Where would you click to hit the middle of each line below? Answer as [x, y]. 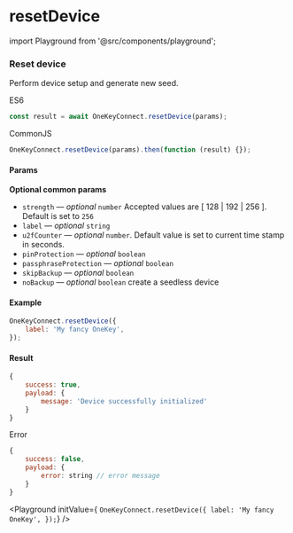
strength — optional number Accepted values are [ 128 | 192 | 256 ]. [144, 207]
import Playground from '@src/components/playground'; [113, 41]
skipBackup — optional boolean [78, 273]
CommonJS [31, 134]
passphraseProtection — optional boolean [98, 263]
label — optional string [66, 226]
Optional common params [58, 190]
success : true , [53, 385]
